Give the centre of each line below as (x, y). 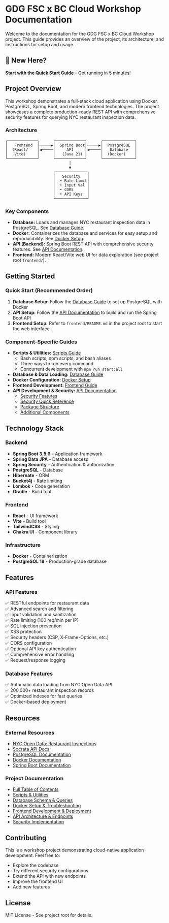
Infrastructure (23, 545)
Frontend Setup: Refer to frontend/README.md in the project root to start (87, 323)
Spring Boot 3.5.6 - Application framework (57, 454)
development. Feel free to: (33, 855)
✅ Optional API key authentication (41, 649)
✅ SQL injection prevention (33, 626)
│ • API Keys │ (71, 194)
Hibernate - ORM (31, 475)
